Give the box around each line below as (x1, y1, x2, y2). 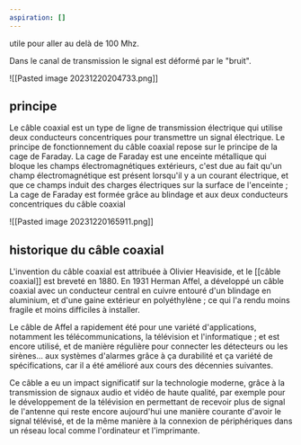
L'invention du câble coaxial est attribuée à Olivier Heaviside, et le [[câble (9, 266, 281, 277)
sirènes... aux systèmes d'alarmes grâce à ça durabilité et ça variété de (9, 351, 274, 361)
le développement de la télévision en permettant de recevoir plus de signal (9, 396, 286, 407)
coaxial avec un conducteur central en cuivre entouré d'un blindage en (9, 285, 271, 297)
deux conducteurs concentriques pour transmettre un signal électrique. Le (9, 132, 286, 143)
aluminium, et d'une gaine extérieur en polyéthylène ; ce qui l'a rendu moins (9, 295, 290, 306)
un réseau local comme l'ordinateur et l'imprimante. (9, 425, 200, 436)
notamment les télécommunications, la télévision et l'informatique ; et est (9, 332, 280, 343)
